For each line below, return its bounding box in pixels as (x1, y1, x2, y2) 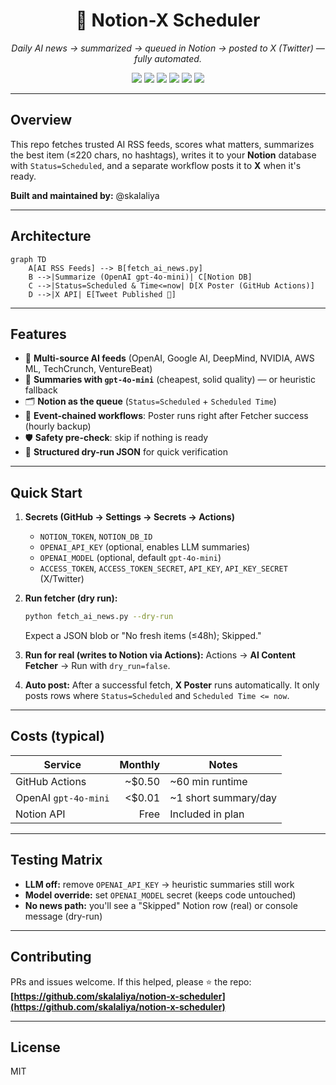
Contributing (10, 949, 92, 966)
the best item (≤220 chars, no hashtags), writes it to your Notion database (10, 149, 317, 161)
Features (10, 325, 67, 343)
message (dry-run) (24, 910, 103, 922)
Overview (10, 112, 73, 129)
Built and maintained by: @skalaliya (10, 189, 160, 201)
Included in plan (169, 807, 245, 821)
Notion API (15, 807, 66, 821)
